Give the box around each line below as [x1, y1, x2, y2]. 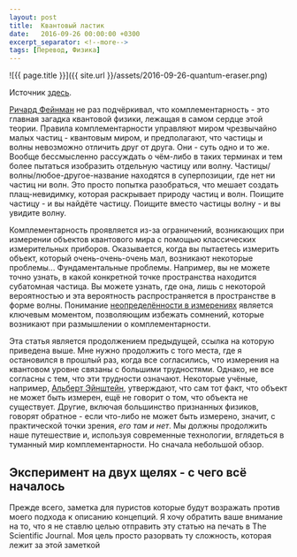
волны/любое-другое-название [9, 170, 130, 181]
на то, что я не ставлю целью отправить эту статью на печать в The [9, 521, 267, 531]
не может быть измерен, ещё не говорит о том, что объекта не [9, 393, 248, 403]
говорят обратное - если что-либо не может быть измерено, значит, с [9, 411, 276, 422]
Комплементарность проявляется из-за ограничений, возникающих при [9, 225, 285, 235]
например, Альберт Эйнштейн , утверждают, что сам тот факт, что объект [9, 383, 288, 393]
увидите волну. [9, 208, 66, 218]
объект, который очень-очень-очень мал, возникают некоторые [9, 253, 254, 263]
